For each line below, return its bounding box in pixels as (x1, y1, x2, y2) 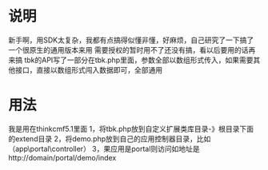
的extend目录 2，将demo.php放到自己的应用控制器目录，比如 (8, 133, 211, 144)
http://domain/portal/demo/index (8, 152, 117, 162)
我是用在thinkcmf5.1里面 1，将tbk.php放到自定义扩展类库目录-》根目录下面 (8, 124, 254, 133)
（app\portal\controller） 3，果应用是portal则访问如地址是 (8, 144, 200, 153)
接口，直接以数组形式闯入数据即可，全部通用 (14, 65, 162, 74)
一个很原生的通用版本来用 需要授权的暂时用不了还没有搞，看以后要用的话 (8, 45, 249, 54)
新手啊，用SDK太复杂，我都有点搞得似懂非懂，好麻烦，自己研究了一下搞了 (8, 35, 254, 45)
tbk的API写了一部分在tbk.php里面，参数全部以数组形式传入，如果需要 (23, 55, 254, 65)
